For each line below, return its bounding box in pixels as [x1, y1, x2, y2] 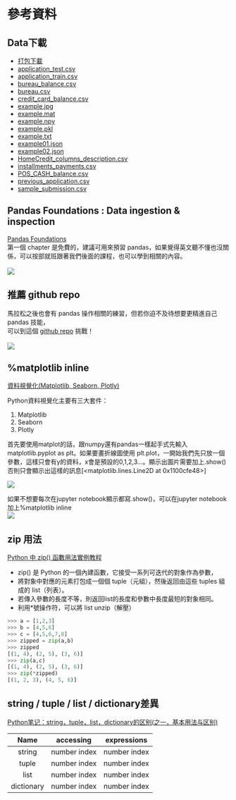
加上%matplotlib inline [7, 503, 72, 512]
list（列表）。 [31, 586, 68, 594]
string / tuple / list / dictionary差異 [7, 698, 159, 710]
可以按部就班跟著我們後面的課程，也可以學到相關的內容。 [19, 252, 187, 260]
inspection [7, 216, 55, 228]
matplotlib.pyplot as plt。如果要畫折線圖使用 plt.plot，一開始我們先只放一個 [7, 449, 225, 457]
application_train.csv [17, 72, 78, 80]
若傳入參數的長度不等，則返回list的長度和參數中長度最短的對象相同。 [17, 595, 218, 603]
